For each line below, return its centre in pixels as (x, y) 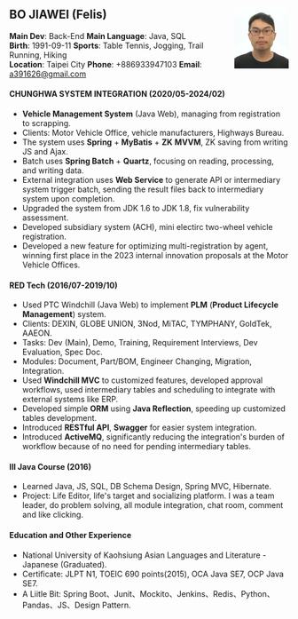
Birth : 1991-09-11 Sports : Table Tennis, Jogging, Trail (106, 45)
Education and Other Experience (71, 536)
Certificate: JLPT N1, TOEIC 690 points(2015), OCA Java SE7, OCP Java (153, 574)
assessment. (45, 218)
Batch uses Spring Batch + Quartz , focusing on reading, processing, (148, 161)
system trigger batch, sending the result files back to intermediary (143, 189)
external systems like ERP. (70, 400)
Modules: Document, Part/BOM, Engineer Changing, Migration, (137, 361)
